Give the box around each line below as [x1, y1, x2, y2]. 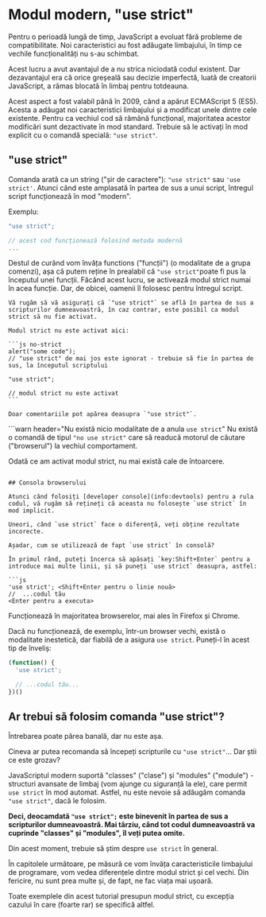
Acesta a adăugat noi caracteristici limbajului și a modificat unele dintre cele [8, 105, 257, 115]
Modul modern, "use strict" [8, 6, 194, 24]
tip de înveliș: [8, 643, 52, 653]
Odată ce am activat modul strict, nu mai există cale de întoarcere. [8, 457, 225, 466]
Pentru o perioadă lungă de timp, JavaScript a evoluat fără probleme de [8, 32, 242, 41]
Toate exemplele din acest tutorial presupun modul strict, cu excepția [8, 891, 234, 900]
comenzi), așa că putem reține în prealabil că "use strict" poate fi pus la [8, 266, 246, 276]
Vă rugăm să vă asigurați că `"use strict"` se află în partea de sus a [8, 299, 254, 307]
